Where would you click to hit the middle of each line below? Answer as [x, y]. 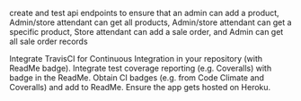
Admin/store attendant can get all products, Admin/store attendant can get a [150, 22]
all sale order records [49, 41]
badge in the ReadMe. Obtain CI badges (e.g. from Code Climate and [137, 78]
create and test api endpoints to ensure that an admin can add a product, [145, 13]
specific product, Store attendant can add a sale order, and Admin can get [146, 32]
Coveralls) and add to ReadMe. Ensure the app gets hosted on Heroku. [140, 87]
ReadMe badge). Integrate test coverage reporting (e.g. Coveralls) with [141, 68]
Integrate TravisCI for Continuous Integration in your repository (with [136, 59]
